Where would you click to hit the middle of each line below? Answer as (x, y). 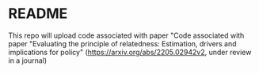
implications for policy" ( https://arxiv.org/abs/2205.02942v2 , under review (130, 52)
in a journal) (28, 60)
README (38, 14)
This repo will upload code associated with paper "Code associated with (126, 35)
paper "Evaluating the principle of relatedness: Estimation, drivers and (122, 43)
